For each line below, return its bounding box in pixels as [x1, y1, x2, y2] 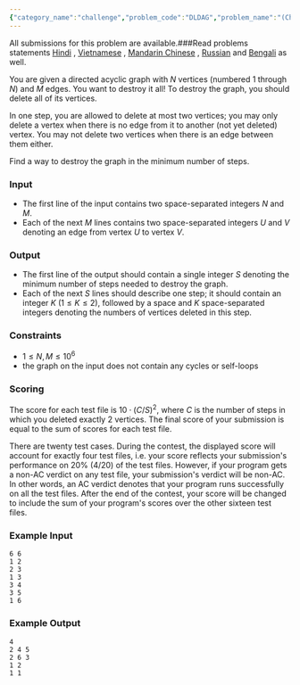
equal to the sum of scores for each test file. [9, 424, 172, 434]
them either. [9, 138, 54, 149]
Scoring [9, 383, 45, 395]
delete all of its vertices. [9, 93, 97, 103]
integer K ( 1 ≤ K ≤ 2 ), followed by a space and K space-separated [21, 298, 265, 309]
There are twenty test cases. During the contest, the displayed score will [9, 441, 277, 451]
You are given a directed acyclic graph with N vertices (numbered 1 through [9, 73, 287, 85]
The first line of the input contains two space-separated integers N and [21, 198, 284, 209]
